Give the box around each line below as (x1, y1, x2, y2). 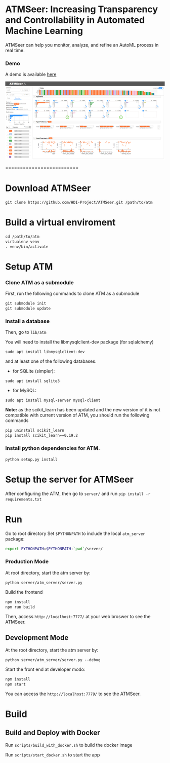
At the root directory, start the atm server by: (5, 647, 99, 653)
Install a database (5, 318, 50, 325)
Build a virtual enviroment (5, 216, 116, 228)
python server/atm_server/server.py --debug (5, 657, 101, 662)
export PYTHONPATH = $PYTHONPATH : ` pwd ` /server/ (5, 546, 103, 551)
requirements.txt (5, 497, 42, 502)
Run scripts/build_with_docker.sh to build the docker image (5, 742, 133, 748)
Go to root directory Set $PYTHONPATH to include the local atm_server (5, 530, 145, 537)
